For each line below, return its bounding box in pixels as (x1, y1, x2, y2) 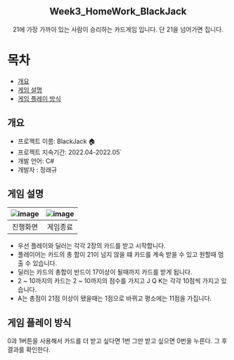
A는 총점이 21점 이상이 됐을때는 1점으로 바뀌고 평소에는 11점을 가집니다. (17, 294, 212, 302)
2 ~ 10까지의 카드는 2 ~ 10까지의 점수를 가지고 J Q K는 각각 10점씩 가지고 (17, 276, 220, 285)
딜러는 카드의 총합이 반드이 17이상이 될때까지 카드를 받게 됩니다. (17, 268, 193, 276)
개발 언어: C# (17, 156, 55, 165)
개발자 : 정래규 (17, 165, 58, 174)
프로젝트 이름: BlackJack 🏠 (17, 137, 96, 145)
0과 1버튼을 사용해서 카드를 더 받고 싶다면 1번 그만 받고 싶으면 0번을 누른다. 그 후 (7, 337, 228, 345)
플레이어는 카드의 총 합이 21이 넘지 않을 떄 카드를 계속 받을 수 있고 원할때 (17, 251, 216, 259)
